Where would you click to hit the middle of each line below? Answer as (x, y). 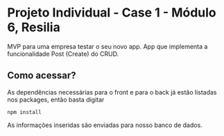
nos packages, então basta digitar (56, 99)
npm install (24, 112)
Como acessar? (42, 76)
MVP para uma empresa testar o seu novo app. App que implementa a (107, 46)
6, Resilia (34, 27)
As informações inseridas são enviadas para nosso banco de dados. (105, 125)
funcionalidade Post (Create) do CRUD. (63, 54)
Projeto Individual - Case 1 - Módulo (112, 13)
